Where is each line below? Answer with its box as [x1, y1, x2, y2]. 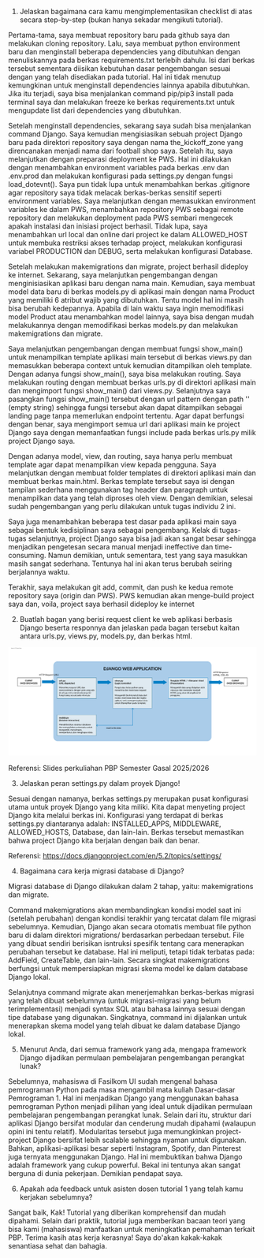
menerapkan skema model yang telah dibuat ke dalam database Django [8, 1021, 240, 1030]
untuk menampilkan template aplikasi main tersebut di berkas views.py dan [8, 352, 252, 362]
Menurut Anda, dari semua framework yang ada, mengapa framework [19, 1044, 247, 1054]
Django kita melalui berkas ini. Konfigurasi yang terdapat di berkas [8, 811, 224, 820]
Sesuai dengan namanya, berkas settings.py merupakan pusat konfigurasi [8, 794, 249, 803]
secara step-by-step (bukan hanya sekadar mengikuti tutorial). [19, 15, 223, 24]
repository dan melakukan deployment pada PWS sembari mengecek [8, 213, 234, 222]
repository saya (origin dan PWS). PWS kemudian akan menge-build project [8, 591, 255, 600]
